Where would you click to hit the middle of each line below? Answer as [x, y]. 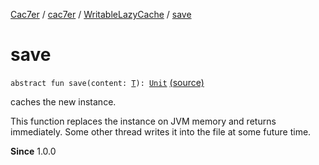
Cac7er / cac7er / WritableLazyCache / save [101, 14]
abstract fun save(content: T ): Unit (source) [107, 82]
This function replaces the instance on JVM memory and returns [143, 121]
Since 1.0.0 [33, 151]
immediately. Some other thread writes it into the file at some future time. [161, 131]
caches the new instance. [63, 101]
